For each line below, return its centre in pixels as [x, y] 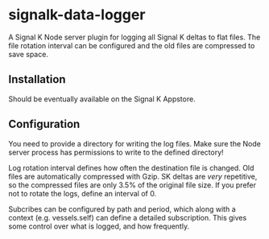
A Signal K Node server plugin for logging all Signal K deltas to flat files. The [134, 37]
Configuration [44, 124]
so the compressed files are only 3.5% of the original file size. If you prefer [132, 185]
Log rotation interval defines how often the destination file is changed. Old [131, 167]
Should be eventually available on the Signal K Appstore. [102, 99]
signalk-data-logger [77, 15]
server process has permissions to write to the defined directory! [116, 152]
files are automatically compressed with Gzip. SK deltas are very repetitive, [133, 176]
